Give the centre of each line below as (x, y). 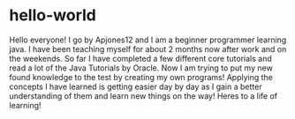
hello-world (53, 15)
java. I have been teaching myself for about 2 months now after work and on (148, 48)
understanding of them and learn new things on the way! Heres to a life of (144, 96)
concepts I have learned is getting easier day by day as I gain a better (136, 86)
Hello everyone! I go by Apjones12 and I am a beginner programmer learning (148, 40)
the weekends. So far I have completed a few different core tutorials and (140, 58)
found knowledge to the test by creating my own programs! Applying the (141, 77)
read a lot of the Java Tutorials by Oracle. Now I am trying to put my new (141, 68)
